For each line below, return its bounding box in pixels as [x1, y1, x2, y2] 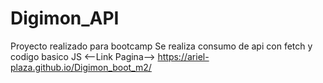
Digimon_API [10, 7, 120, 30]
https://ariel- [157, 50, 210, 62]
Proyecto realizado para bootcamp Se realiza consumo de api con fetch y [10, 40, 313, 52]
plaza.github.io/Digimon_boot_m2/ [10, 61, 152, 73]
